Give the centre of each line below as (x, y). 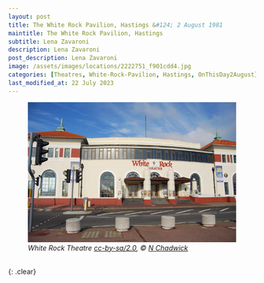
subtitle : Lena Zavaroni (49, 42)
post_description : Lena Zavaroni (63, 58)
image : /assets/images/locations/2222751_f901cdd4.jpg (100, 67)
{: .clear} (22, 271)
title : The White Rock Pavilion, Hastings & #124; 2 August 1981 (115, 25)
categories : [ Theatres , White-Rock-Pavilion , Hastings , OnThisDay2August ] (133, 75)
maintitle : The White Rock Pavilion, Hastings (86, 33)
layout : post (29, 17)
